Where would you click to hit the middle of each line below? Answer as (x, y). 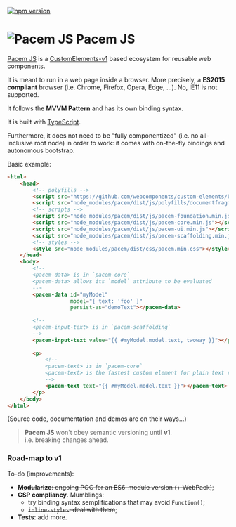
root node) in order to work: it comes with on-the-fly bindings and (129, 143)
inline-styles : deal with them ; (72, 509)
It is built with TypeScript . (44, 122)
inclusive (20, 143)
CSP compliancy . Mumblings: (60, 495)
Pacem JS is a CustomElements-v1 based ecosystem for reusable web (109, 58)
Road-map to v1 (34, 458)
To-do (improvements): (41, 474)
